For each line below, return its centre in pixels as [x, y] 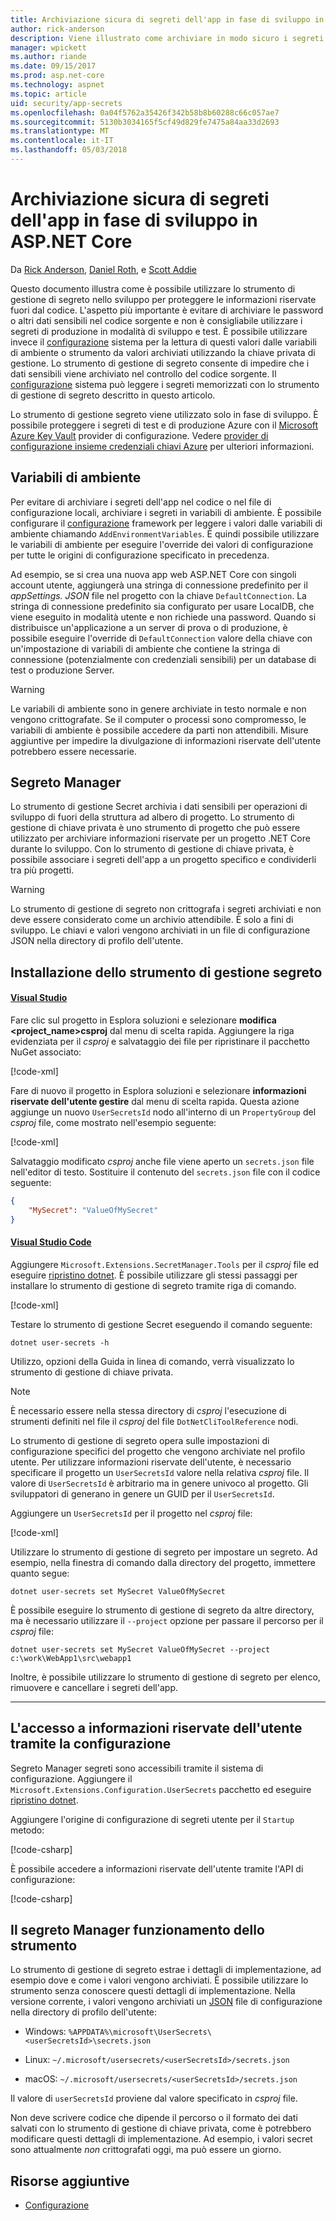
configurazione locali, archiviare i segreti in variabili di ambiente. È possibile [166, 512]
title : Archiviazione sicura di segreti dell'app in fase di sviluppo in [167, 19]
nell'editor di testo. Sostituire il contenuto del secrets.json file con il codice [165, 1172]
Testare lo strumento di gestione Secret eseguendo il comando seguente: [161, 1324]
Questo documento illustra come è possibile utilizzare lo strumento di [153, 288]
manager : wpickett [48, 47]
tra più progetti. [42, 870]
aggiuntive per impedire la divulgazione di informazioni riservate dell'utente [166, 740]
